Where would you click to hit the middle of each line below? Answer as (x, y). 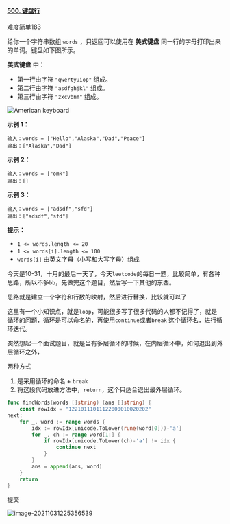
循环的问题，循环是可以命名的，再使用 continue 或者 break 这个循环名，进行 (112, 320)
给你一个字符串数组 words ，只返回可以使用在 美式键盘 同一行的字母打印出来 (114, 42)
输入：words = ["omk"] (38, 174)
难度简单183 (24, 27)
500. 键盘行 (24, 10)
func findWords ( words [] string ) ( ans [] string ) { (79, 403)
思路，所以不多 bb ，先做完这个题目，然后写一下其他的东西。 (91, 282)
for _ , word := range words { (63, 422)
